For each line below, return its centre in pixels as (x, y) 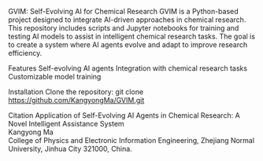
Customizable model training (55, 77)
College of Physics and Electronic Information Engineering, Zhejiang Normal (131, 140)
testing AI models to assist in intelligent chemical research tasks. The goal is (132, 36)
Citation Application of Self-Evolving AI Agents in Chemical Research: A (124, 115)
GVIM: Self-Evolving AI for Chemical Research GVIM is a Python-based (123, 11)
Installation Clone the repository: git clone (76, 92)
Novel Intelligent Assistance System (66, 124)
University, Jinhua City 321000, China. (70, 149)
